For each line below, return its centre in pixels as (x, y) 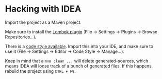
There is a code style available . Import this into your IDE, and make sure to (79, 46)
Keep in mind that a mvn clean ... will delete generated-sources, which (77, 61)
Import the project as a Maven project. (43, 22)
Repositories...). (21, 37)
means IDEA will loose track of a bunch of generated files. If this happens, (79, 66)
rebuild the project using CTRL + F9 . (40, 71)
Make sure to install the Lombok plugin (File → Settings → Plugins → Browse (81, 32)
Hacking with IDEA (43, 9)
